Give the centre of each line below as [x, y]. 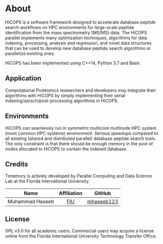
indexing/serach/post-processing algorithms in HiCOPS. [62, 101]
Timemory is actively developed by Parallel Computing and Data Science [79, 176]
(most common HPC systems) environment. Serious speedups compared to [81, 133]
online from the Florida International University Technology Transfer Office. [81, 236]
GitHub [103, 193]
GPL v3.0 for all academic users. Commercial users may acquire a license [80, 231]
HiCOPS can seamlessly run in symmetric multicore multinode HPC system [81, 128]
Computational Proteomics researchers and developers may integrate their [81, 90]
